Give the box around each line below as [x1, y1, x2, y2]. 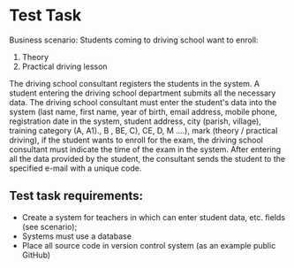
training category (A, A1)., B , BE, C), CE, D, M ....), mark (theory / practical [9, 125, 278, 135]
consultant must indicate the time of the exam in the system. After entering [9, 143, 282, 155]
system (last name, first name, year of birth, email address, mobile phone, [9, 106, 278, 117]
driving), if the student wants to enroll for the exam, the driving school [9, 134, 263, 145]
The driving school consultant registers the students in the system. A [9, 78, 260, 88]
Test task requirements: [9, 188, 144, 203]
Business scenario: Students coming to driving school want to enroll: [9, 34, 259, 45]
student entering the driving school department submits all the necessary [9, 88, 276, 98]
